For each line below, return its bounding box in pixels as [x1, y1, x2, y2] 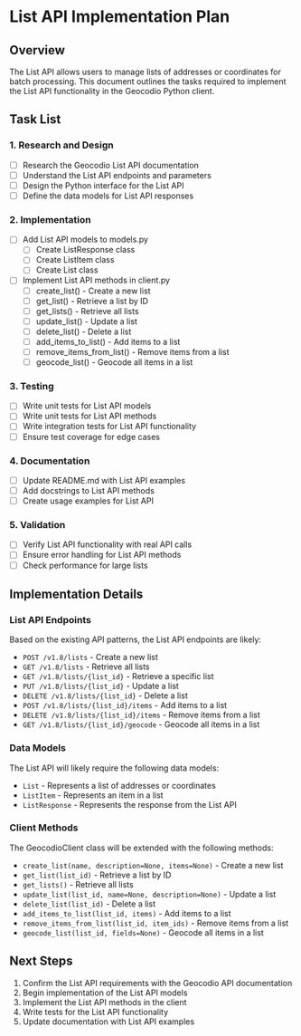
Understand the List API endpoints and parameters [22, 169, 212, 180]
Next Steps [9, 954, 73, 969]
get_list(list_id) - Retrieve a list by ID [22, 869, 172, 880]
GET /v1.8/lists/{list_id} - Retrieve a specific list [22, 671, 214, 682]
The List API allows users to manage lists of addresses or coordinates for [9, 66, 282, 77]
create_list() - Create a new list [35, 285, 151, 296]
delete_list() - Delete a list [35, 326, 132, 337]
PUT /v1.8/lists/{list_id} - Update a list [22, 681, 179, 692]
